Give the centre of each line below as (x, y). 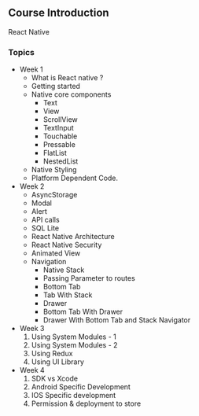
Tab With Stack (68, 295)
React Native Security (66, 245)
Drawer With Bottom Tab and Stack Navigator (117, 320)
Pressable (59, 145)
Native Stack (64, 270)
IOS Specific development (74, 396)
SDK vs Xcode (55, 379)
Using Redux (52, 354)
